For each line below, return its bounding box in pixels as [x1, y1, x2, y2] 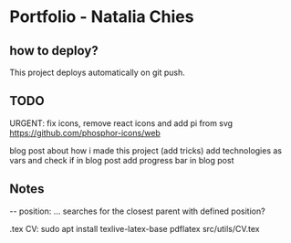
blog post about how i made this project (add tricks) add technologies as [9, 144, 283, 156]
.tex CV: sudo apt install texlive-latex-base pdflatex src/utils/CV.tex [9, 223, 260, 234]
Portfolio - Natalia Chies [9, 6, 194, 27]
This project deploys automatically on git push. [9, 67, 185, 78]
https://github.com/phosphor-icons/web [9, 127, 161, 138]
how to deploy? [9, 43, 99, 58]
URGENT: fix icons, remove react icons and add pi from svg [9, 117, 234, 129]
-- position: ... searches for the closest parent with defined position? [9, 206, 266, 217]
